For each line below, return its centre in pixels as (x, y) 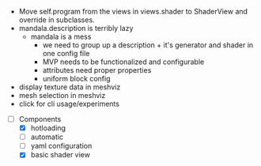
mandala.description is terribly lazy (76, 28)
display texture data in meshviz (70, 87)
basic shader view (60, 155)
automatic (47, 137)
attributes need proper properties (97, 70)
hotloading (48, 128)
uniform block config (76, 79)
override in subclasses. (57, 20)
